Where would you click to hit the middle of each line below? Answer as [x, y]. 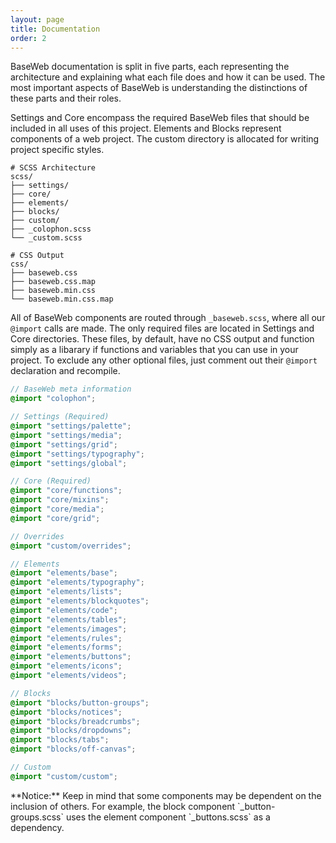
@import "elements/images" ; [69, 629]
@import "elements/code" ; [64, 610]
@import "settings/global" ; [69, 463]
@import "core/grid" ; [55, 518]
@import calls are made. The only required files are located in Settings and [162, 328]
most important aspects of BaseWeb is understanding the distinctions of [159, 88]
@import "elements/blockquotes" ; [80, 601]
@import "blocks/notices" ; [66, 712]
